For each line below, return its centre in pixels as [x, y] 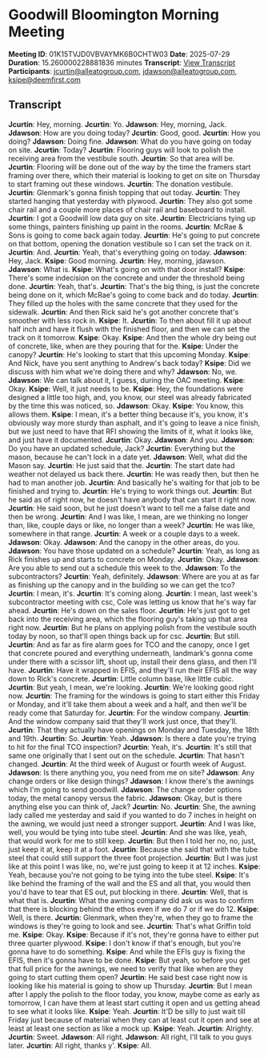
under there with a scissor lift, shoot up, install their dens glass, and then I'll [133, 661]
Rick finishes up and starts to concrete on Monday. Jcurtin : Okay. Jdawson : [134, 559]
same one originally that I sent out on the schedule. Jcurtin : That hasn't [126, 755]
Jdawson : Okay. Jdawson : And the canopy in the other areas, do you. [124, 542]
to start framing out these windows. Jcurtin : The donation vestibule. [121, 184]
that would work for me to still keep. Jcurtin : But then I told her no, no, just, [132, 840]
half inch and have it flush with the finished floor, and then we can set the [129, 329]
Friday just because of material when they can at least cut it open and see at [134, 1019]
